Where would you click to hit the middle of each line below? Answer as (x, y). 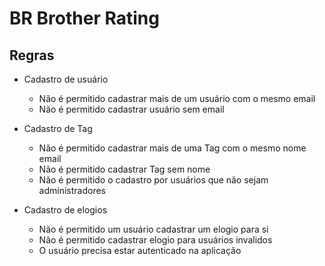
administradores (72, 190)
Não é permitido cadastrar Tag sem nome (124, 169)
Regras (32, 55)
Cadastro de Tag (58, 128)
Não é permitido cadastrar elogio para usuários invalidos (155, 240)
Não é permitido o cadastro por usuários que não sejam (153, 180)
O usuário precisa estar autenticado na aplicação (140, 250)
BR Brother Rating (84, 18)
